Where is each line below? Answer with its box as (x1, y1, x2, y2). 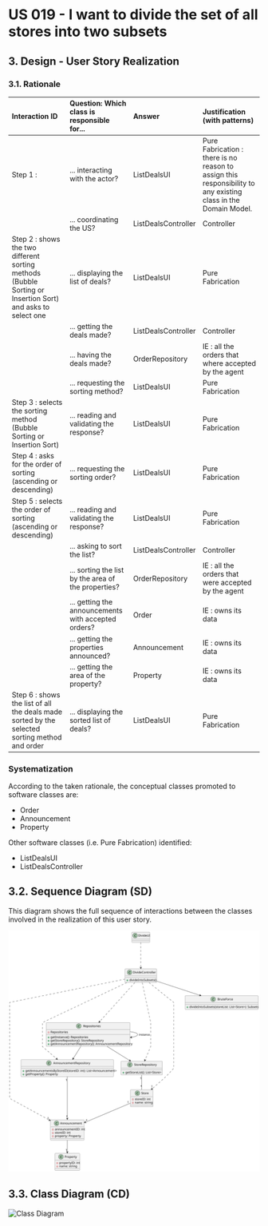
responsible (69, 116, 110, 125)
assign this (202, 169, 238, 179)
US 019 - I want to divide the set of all (8, 6, 258, 24)
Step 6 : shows (11, 690, 61, 700)
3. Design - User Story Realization (8, 54, 179, 68)
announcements (69, 605, 123, 616)
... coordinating (69, 214, 119, 224)
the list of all (11, 699, 52, 708)
